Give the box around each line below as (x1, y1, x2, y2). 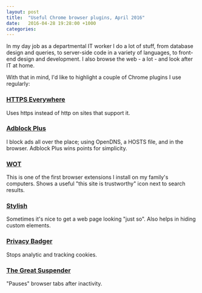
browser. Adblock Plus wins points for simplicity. (6, 144, 127, 152)
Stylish (6, 202, 28, 210)
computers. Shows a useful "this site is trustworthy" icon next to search (6, 180, 186, 187)
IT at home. (6, 62, 35, 69)
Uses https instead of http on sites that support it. (6, 109, 130, 116)
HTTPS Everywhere (6, 95, 66, 104)
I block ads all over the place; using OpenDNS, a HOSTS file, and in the (6, 138, 184, 145)
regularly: (6, 80, 30, 88)
